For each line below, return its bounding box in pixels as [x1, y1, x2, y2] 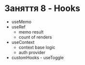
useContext [11, 39, 35, 45]
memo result [18, 29, 44, 35]
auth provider [18, 49, 46, 55]
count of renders [18, 34, 52, 40]
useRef [11, 24, 26, 29]
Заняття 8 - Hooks [4, 3, 80, 14]
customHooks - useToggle [11, 54, 64, 60]
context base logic [18, 44, 56, 50]
